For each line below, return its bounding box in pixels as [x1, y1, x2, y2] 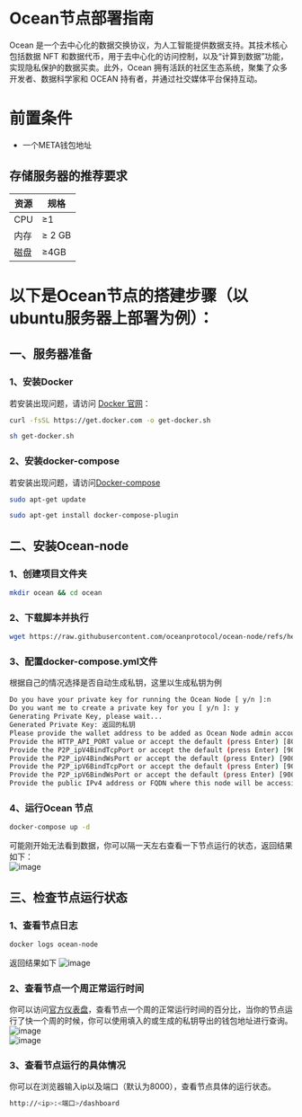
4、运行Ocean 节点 [9, 802, 93, 814]
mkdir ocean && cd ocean [9, 589, 102, 598]
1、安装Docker [9, 376, 74, 388]
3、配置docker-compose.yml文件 [9, 655, 158, 668]
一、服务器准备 [9, 347, 93, 362]
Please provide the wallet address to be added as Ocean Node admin [9, 729, 271, 738]
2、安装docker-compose [9, 455, 120, 467]
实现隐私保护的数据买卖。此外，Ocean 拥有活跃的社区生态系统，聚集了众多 [9, 62, 289, 73]
